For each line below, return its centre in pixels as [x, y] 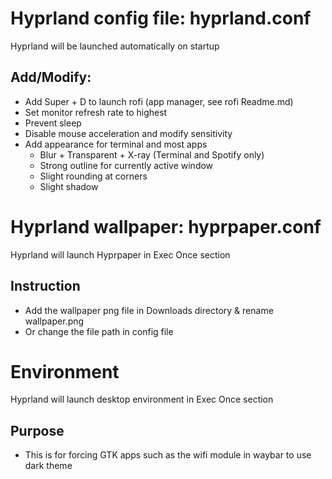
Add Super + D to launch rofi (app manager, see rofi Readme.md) [159, 101]
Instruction [45, 286]
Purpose [37, 430]
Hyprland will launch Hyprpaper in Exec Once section [120, 254]
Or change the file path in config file [99, 331]
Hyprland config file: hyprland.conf [161, 18]
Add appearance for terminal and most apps [116, 144]
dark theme [48, 466]
